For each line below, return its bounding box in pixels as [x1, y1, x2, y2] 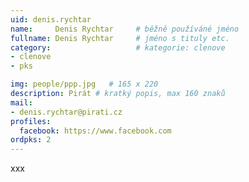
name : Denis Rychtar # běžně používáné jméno [10, 24, 240, 34]
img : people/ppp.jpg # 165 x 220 [10, 79, 159, 90]
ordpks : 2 [10, 135, 52, 145]
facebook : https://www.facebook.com [19, 126, 172, 136]
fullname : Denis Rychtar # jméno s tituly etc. [10, 33, 230, 43]
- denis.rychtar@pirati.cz [10, 107, 123, 117]
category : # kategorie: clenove [10, 42, 226, 53]
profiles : [10, 116, 52, 126]
